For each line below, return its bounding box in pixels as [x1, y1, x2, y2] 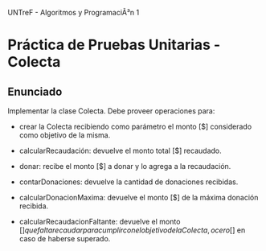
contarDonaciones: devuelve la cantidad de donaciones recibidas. [18, 177, 239, 187]
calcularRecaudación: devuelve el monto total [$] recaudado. [18, 146, 222, 155]
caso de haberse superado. [18, 234, 111, 243]
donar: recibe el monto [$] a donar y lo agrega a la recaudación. [18, 162, 231, 171]
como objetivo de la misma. [18, 130, 111, 140]
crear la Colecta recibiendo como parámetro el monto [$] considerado [18, 121, 252, 131]
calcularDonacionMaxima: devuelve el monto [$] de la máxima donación [18, 193, 259, 202]
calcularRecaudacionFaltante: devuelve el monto [18, 217, 181, 226]
